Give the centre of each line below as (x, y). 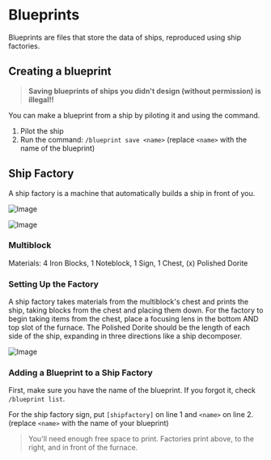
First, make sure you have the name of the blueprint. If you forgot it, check (132, 390)
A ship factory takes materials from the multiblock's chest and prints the (129, 302)
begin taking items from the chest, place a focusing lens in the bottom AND (133, 319)
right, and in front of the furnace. (83, 448)
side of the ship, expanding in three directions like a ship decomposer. (125, 336)
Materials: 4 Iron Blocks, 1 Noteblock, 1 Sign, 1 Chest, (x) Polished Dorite (128, 263)
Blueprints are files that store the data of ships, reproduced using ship (125, 37)
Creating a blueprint (60, 72)
